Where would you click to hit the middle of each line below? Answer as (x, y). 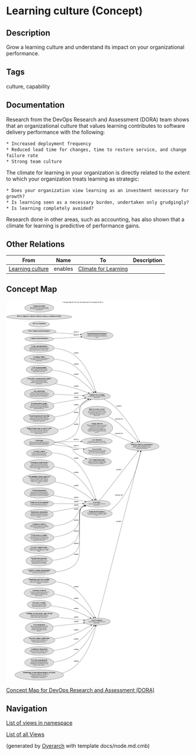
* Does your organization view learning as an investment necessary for (98, 190)
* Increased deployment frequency (49, 144)
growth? (16, 196)
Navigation (27, 708)
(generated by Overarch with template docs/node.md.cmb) (78, 746)
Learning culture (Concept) (75, 11)
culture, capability (28, 86)
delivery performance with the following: (56, 132)
